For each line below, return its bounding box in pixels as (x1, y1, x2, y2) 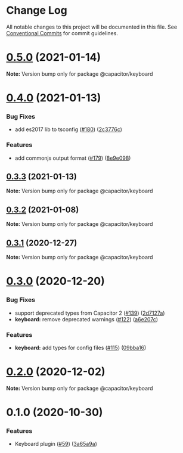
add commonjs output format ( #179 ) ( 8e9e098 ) (14, 154, 131, 162)
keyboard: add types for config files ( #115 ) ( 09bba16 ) (14, 344, 147, 351)
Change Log (6, 4, 67, 17)
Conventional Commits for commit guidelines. (6, 29, 118, 36)
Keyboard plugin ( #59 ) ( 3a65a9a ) (14, 440, 97, 448)
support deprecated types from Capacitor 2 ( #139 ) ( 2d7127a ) (14, 309, 165, 317)
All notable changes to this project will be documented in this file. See (6, 23, 178, 30)
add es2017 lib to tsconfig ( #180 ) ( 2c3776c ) (14, 126, 122, 133)
